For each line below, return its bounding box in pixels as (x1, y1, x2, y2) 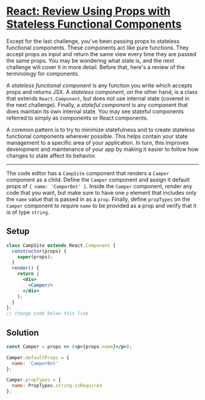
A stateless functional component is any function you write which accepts (6, 81, 193, 89)
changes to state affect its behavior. (6, 151, 96, 159)
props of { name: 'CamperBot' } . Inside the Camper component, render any (6, 182, 193, 190)
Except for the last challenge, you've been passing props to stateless (6, 37, 180, 45)
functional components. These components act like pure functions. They (6, 44, 189, 51)
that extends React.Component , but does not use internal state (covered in (6, 95, 190, 102)
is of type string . (6, 208, 50, 216)
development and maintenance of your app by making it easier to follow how (6, 145, 199, 153)
